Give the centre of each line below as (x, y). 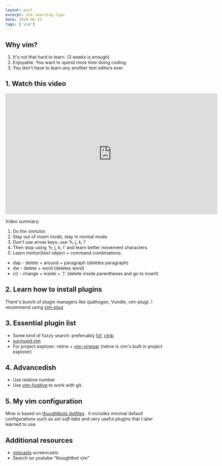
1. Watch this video (36, 84)
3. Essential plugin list (41, 323)
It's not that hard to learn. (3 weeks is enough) (61, 57)
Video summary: (22, 221)
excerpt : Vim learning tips (35, 15)
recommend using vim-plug (34, 307)
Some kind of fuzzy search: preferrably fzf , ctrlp (63, 335)
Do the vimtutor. (29, 231)
